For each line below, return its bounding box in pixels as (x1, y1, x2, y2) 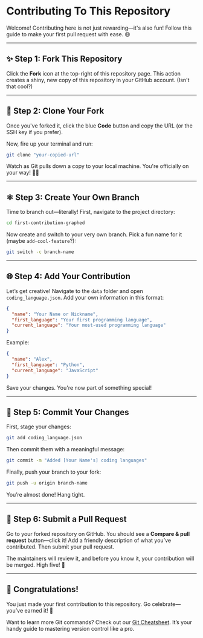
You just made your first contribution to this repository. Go (6, 600, 151, 608)
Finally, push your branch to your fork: (6, 468, 101, 475)
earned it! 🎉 (24, 607, 53, 614)
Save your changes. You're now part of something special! (6, 384, 152, 391)
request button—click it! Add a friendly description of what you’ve (6, 536, 171, 544)
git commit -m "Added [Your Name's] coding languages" (6, 457, 147, 463)
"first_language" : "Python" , (11, 361, 85, 368)
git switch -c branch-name (6, 249, 74, 255)
